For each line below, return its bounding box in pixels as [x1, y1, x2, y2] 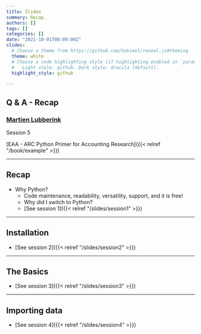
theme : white [11, 53, 44, 59]
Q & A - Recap [6, 97, 59, 108]
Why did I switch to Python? [23, 198, 93, 205]
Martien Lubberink [6, 115, 62, 123]
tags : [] [6, 25, 28, 32]
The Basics [6, 266, 49, 277]
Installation [6, 228, 49, 238]
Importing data [6, 305, 63, 315]
